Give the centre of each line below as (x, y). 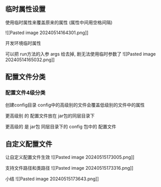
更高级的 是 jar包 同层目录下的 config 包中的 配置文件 (61, 126)
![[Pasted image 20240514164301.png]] (47, 33)
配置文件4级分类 (25, 93)
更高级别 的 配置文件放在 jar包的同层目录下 (50, 116)
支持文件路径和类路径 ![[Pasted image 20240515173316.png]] (69, 168)
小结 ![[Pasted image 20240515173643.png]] (52, 179)
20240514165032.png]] (30, 60)
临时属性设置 (25, 9)
